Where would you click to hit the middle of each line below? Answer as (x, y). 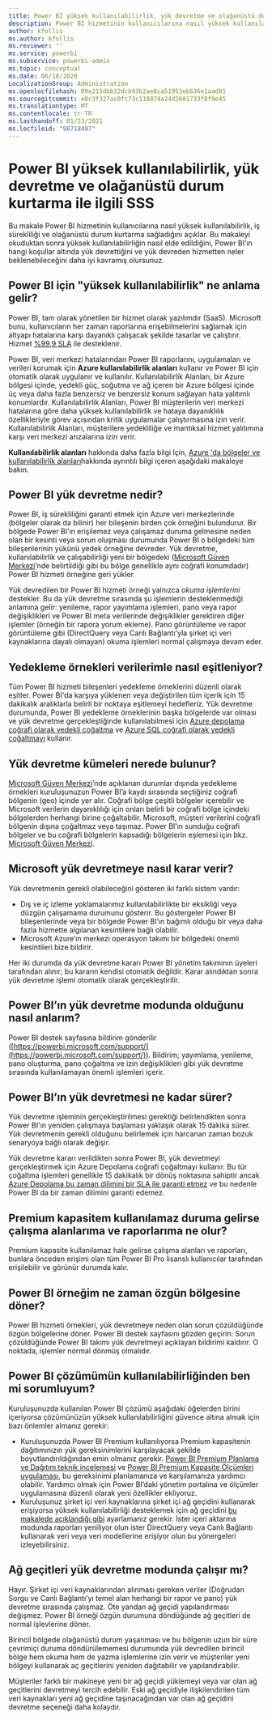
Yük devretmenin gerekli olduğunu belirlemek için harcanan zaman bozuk (131, 1134)
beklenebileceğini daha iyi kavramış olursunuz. (86, 260)
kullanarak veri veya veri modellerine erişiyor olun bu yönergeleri (128, 1535)
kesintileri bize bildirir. (56, 947)
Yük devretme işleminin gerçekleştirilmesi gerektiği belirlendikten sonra (127, 1117)
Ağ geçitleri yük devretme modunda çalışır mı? (128, 1570)
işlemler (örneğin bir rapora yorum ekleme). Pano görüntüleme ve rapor (127, 625)
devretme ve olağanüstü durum (117, 186)
